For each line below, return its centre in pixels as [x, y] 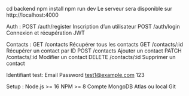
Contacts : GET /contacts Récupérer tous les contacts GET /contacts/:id [95, 44]
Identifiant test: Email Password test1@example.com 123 [75, 75]
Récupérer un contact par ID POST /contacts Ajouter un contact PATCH [94, 51]
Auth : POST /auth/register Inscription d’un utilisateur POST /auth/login [93, 27]
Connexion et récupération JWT [46, 33]
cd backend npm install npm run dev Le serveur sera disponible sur [89, 9]
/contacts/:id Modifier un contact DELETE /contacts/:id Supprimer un [91, 57]
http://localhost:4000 [32, 15]
